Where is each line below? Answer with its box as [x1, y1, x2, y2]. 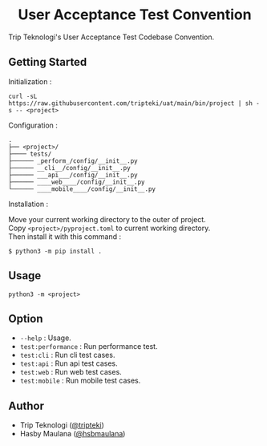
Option [8, 311, 43, 326]
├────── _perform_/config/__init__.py [8, 156, 138, 165]
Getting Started [8, 55, 87, 69]
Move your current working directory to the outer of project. [8, 214, 206, 224]
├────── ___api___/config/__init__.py [8, 171, 138, 179]
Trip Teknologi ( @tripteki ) [19, 420, 104, 430]
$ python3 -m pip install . [8, 247, 103, 255]
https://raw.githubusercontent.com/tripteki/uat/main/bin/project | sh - [8, 99, 261, 107]
